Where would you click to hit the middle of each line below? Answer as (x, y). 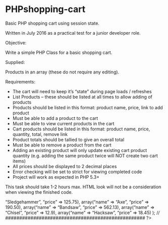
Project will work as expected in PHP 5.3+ (56, 177)
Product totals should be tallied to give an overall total (68, 139)
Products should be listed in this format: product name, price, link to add (88, 107)
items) (19, 161)
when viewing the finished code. (39, 192)
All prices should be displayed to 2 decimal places (65, 166)
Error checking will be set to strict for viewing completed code (77, 172)
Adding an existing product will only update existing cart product (80, 150)
